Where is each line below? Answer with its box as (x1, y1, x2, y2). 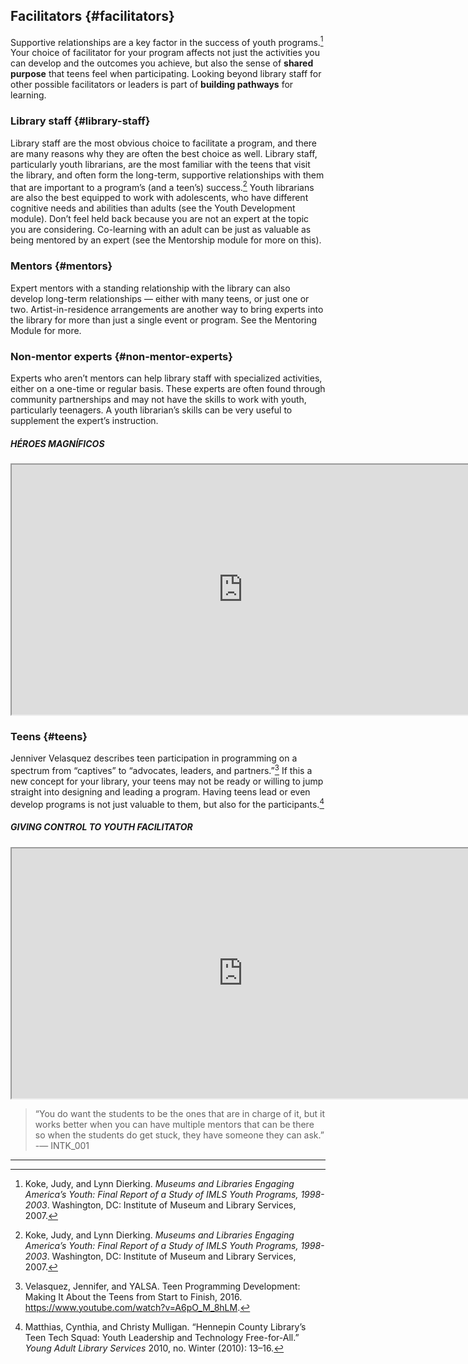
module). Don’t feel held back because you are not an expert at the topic (10, 213, 310, 225)
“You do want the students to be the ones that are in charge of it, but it (34, 1107, 326, 1119)
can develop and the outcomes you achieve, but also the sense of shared (10, 57, 314, 69)
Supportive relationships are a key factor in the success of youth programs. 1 (10, 34, 324, 48)
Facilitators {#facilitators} (10, 8, 175, 25)
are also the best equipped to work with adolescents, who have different (10, 192, 309, 204)
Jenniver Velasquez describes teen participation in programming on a (10, 752, 298, 764)
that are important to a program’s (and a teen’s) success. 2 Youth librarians (10, 179, 315, 193)
